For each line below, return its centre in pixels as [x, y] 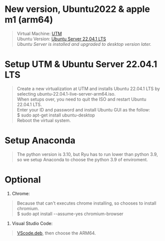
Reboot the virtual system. [44, 120]
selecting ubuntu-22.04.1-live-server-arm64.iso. [66, 94]
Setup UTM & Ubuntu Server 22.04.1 [81, 64]
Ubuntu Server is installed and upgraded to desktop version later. [84, 44]
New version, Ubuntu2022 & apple [77, 9]
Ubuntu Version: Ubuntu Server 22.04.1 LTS [62, 39]
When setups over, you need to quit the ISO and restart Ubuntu [82, 99]
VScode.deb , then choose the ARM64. [56, 233]
